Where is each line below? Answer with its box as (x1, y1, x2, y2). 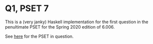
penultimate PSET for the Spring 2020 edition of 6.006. (5, 24, 115, 29)
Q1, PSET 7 (5, 3, 49, 14)
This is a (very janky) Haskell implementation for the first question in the (5, 19, 149, 25)
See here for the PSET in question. (5, 33, 74, 39)
